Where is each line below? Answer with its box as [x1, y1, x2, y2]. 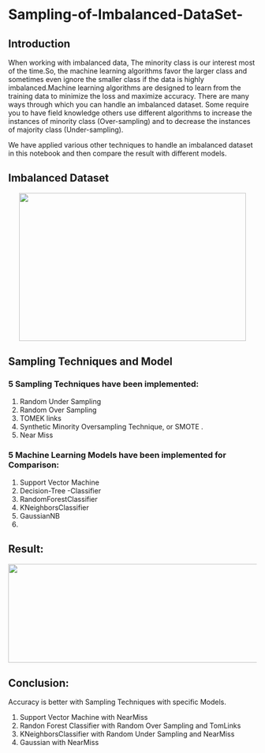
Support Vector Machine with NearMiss [19, 713, 148, 722]
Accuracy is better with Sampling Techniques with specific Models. [8, 697, 226, 707]
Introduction [8, 37, 71, 51]
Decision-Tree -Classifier [19, 485, 101, 495]
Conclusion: [8, 676, 69, 690]
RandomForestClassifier [19, 494, 99, 504]
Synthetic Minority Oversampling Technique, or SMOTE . [19, 421, 203, 431]
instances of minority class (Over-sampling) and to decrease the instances [8, 117, 251, 126]
